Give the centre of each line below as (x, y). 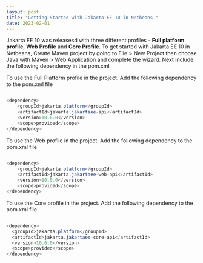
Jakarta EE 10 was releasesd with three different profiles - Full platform (95, 41)
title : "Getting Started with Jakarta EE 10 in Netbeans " (82, 18)
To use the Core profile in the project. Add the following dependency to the (100, 203)
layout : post (23, 12)
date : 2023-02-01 (28, 23)
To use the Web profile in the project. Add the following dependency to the (99, 141)
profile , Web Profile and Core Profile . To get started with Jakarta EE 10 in (98, 47)
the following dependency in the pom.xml (58, 66)
